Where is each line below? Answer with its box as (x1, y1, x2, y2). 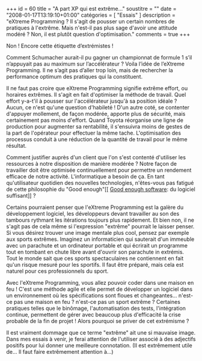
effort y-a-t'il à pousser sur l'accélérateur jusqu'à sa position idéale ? (6, 97, 177, 105)
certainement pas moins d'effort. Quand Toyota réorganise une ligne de (6, 117, 183, 124)
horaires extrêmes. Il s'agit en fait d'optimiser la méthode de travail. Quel (6, 91, 186, 98)
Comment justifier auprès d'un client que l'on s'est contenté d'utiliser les (6, 154, 186, 161)
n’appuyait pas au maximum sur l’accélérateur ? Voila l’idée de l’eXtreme (6, 60, 185, 67)
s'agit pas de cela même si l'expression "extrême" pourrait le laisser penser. (6, 223, 195, 230)
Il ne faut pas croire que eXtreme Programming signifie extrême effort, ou (6, 85, 188, 92)
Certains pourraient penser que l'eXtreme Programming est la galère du (6, 204, 184, 211)
